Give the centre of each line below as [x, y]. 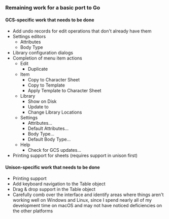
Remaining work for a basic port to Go [53, 8]
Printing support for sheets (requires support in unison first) [75, 156]
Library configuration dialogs [43, 53]
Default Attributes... [48, 128]
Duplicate [38, 69]
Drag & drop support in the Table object [54, 189]
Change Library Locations [55, 112]
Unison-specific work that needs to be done [53, 167]
